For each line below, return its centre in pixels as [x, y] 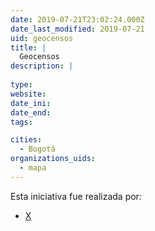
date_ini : [31, 103]
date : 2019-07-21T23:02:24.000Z [77, 19]
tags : [21, 122]
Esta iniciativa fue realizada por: [76, 196]
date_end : [31, 112]
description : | [42, 66]
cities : [26, 140]
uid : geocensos [42, 38]
